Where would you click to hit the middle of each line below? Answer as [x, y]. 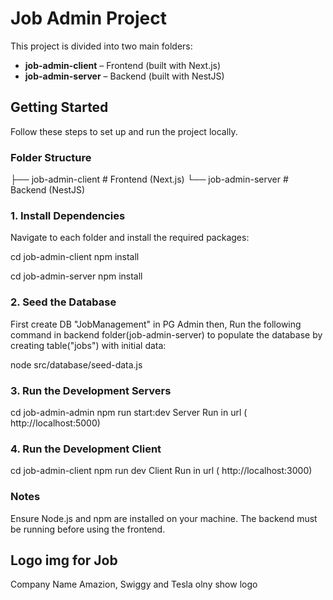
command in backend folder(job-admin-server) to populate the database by [166, 334]
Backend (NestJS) [48, 190]
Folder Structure [51, 157]
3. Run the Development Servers [91, 390]
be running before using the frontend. [88, 529]
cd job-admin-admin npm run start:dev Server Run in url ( [129, 412]
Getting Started [59, 107]
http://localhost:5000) [55, 423]
